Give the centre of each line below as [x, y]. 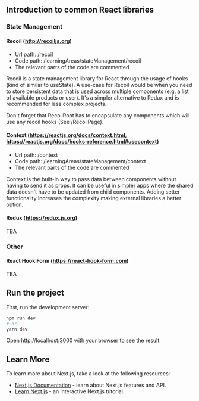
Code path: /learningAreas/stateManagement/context [80, 161]
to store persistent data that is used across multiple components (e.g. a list [97, 91]
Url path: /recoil [34, 54]
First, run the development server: [48, 307]
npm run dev [21, 318]
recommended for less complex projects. [56, 104]
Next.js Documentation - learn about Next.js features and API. [90, 385]
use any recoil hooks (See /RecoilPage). [55, 122]
